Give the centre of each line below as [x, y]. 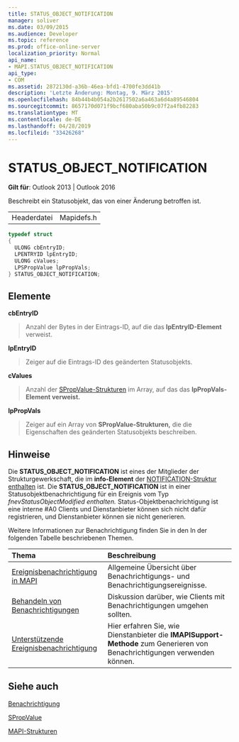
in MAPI [24, 581]
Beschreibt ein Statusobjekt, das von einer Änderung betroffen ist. [105, 201]
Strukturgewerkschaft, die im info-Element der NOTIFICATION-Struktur [112, 479]
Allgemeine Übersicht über [152, 567]
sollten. [119, 614]
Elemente [29, 296]
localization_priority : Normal [54, 54]
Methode [123, 644]
